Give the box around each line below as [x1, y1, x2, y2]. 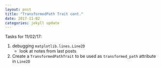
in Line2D [12, 58, 31, 64]
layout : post [5, 7, 32, 12]
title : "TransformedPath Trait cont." [5, 12, 83, 16]
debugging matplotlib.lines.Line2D [12, 43, 85, 49]
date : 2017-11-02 [5, 16, 40, 21]
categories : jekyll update [5, 20, 60, 26]
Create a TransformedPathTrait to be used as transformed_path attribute [12, 54, 156, 59]
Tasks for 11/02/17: [5, 34, 42, 40]
